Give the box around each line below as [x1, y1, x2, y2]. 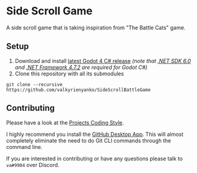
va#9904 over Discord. [6, 161, 60, 168]
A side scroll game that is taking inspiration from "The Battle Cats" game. [6, 24, 186, 31]
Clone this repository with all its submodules [14, 70, 124, 77]
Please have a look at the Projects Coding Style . [6, 119, 124, 126]
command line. [6, 143, 43, 150]
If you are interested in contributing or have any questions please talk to [6, 154, 183, 162]
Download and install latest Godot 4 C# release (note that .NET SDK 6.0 [14, 57, 191, 64]
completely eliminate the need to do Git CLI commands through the [6, 136, 171, 144]
